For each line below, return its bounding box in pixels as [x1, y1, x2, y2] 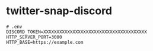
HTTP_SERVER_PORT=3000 [6, 34, 62, 40]
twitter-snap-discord [6, 4, 113, 18]
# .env [6, 24, 23, 30]
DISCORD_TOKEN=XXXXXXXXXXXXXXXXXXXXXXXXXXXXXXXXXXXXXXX [6, 28, 147, 35]
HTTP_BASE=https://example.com [6, 39, 84, 45]
